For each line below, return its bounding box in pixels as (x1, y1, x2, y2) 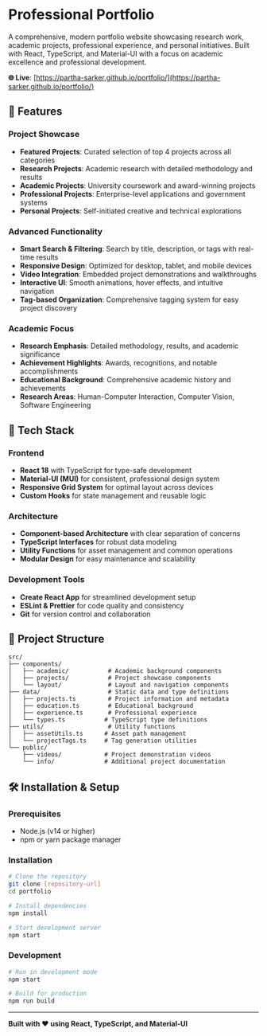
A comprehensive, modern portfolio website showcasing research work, (8, 32, 244, 41)
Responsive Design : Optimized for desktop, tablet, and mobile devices (19, 260, 253, 270)
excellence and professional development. (8, 57, 147, 67)
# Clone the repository (8, 873, 87, 881)
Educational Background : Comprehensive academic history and (19, 375, 232, 385)
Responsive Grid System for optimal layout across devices (19, 482, 214, 491)
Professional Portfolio (8, 6, 155, 24)
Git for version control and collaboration (19, 609, 151, 619)
